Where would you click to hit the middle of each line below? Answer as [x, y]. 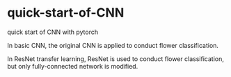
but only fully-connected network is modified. [73, 66]
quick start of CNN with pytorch [53, 32]
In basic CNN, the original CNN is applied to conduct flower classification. [113, 45]
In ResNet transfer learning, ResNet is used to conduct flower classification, [115, 59]
